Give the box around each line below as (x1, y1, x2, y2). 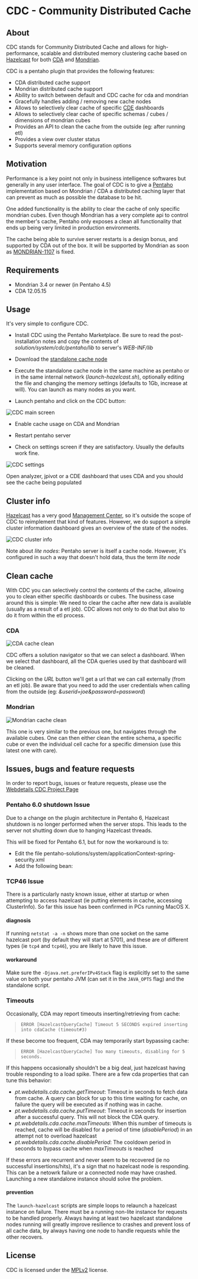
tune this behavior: (6, 1076, 52, 1084)
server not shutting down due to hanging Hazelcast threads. (6, 826, 152, 834)
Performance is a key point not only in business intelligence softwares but (6, 175, 186, 182)
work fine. (14, 450, 40, 457)
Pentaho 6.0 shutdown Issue (6, 801, 90, 809)
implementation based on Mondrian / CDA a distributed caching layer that (6, 187, 186, 194)
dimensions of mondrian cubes (14, 117, 90, 124)
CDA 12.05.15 (14, 287, 47, 294)
